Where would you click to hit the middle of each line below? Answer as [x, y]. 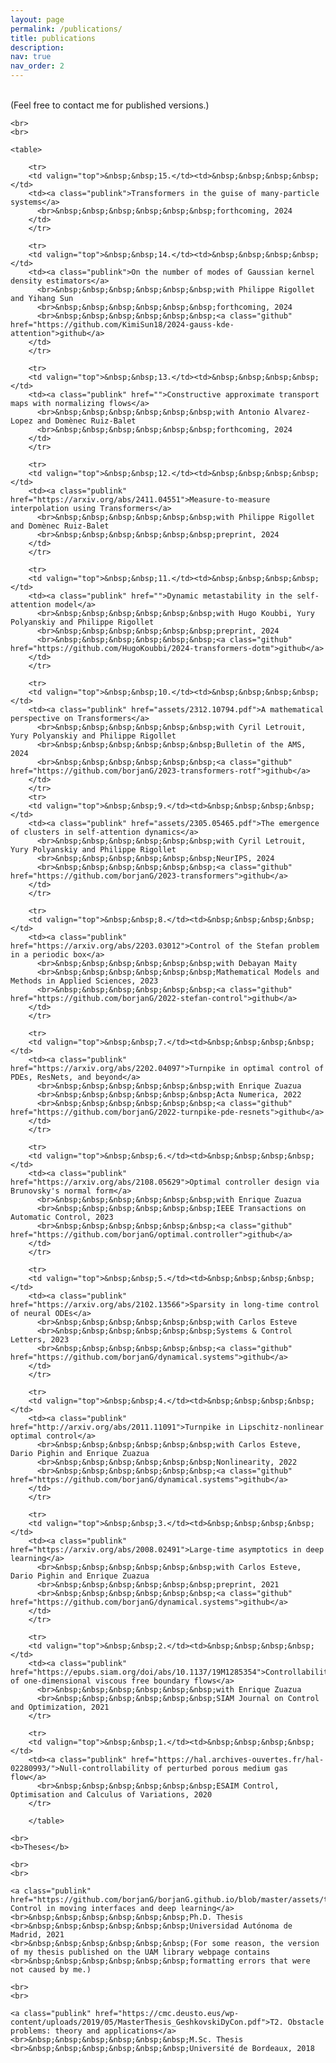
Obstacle [306, 2022]
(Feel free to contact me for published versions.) [110, 105]
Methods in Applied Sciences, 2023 [84, 981]
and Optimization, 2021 [60, 1707]
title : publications [53, 38]
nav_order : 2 [37, 66]
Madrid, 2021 [37, 1935]
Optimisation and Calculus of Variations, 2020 [111, 1795]
